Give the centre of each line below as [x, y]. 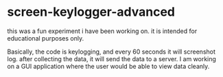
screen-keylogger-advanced [91, 12]
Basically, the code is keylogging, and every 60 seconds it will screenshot [111, 52]
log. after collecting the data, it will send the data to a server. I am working [111, 58]
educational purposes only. [46, 38]
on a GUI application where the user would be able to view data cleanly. [108, 66]
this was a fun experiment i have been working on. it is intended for [102, 31]
